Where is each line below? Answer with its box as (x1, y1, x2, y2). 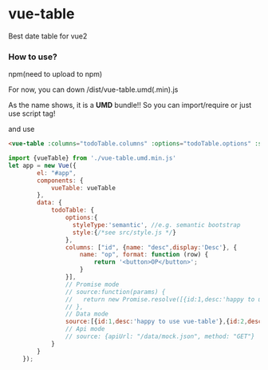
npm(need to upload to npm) (8, 70, 103, 79)
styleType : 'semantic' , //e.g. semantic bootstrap (72, 221, 241, 229)
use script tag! (8, 109, 56, 118)
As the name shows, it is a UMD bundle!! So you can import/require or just (8, 101, 252, 110)
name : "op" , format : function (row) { (79, 251, 209, 259)
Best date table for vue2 (8, 31, 88, 41)
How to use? (8, 51, 57, 62)
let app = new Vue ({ (8, 161, 77, 169)
